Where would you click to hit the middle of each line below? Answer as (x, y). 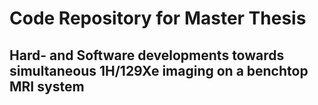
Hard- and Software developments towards (147, 55)
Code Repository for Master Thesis (158, 18)
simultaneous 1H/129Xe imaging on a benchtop (159, 70)
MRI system (47, 86)
